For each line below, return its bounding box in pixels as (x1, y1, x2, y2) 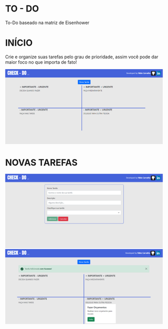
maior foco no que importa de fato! (5, 59, 77, 65)
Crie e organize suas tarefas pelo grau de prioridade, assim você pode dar (5, 54, 158, 60)
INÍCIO (5, 37, 33, 49)
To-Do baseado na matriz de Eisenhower (5, 20, 89, 26)
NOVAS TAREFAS (5, 157, 78, 168)
